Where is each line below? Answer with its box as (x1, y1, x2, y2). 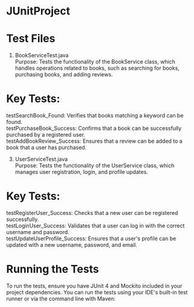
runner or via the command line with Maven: (6, 295, 116, 302)
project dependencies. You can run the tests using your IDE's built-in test (6, 288, 188, 296)
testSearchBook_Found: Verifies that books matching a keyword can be (6, 112, 184, 119)
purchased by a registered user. (6, 131, 86, 138)
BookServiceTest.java (14, 52, 69, 59)
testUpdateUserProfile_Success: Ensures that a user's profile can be (6, 235, 177, 242)
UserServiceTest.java (14, 155, 68, 163)
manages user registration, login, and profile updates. (14, 169, 149, 176)
